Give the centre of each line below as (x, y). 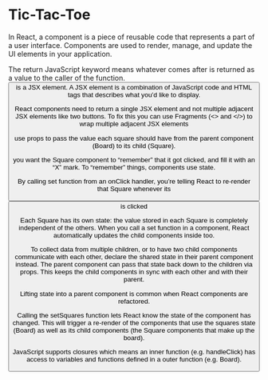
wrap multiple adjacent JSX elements (134, 124)
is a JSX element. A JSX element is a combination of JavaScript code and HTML (134, 87)
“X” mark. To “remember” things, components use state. (134, 167)
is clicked (134, 206)
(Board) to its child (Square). (134, 146)
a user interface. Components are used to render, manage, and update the (130, 45)
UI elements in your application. (60, 54)
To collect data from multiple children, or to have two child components (134, 250)
